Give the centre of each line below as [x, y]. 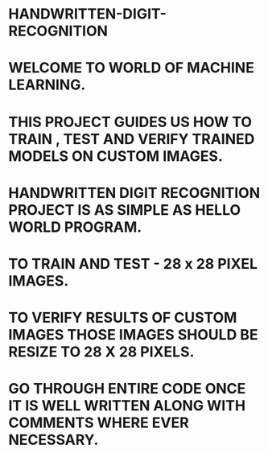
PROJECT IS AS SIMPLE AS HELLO [125, 210]
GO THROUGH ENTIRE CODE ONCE [127, 389]
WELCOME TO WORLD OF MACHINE [132, 68]
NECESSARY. [54, 440]
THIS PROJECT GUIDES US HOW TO [130, 122]
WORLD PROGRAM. [75, 227]
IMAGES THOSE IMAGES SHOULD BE [134, 335]
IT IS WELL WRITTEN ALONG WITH [127, 406]
